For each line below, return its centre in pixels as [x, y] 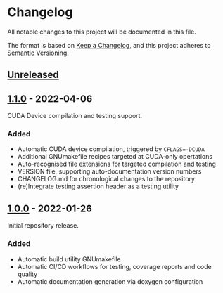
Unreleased [33, 75]
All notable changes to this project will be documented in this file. [102, 32]
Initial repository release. [43, 226]
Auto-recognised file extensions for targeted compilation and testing [117, 164]
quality [27, 274]
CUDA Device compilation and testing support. [75, 116]
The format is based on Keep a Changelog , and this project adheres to [109, 45]
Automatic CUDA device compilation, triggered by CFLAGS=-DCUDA [111, 149]
